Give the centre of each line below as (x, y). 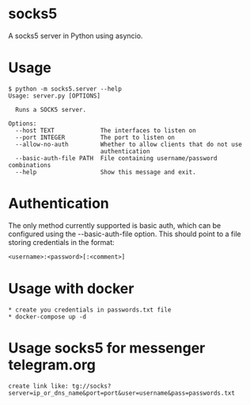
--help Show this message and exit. (106, 172)
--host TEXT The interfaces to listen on (106, 130)
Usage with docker (71, 288)
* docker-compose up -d (47, 317)
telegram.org (52, 365)
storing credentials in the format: (61, 242)
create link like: (38, 386)
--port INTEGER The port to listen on (95, 137)
